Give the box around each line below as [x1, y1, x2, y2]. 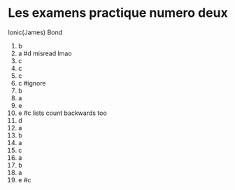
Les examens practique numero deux [8, 5, 228, 21]
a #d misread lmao [17, 49, 72, 57]
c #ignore [17, 79, 46, 87]
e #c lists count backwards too [17, 109, 107, 117]
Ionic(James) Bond [8, 28, 63, 36]
